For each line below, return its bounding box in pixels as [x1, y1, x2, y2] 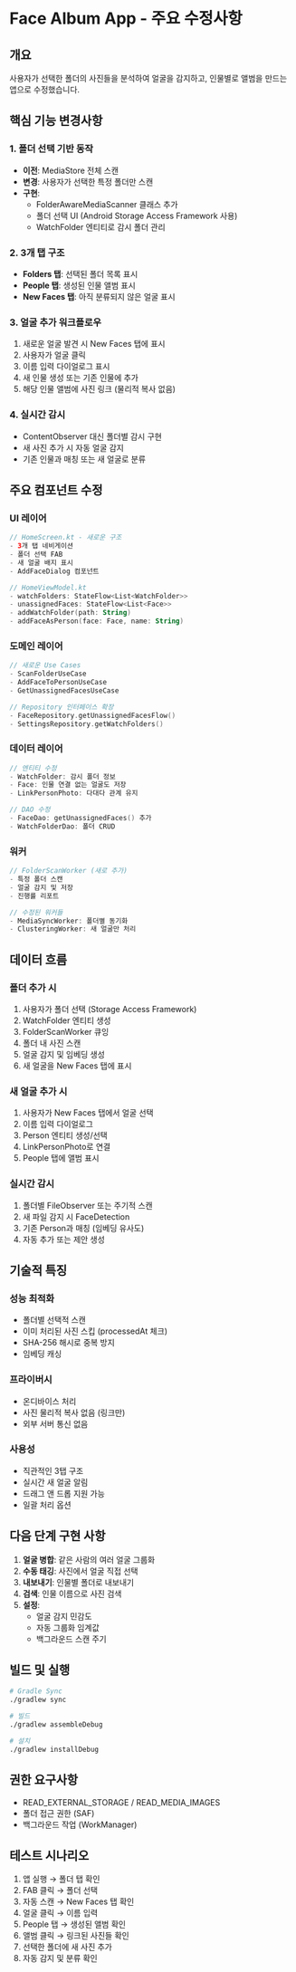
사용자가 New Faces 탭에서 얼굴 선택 [22, 1107, 154, 1118]
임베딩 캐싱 [22, 1348, 62, 1359]
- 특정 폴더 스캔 [9, 875, 63, 884]
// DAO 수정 [9, 805, 51, 815]
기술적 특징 [9, 1262, 68, 1278]
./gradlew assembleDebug [9, 1720, 103, 1729]
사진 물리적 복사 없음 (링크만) [22, 1407, 126, 1418]
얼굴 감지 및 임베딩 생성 [22, 1048, 106, 1059]
